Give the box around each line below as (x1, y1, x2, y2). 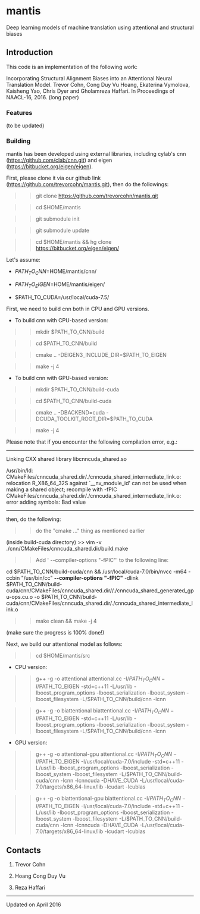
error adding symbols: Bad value (6, 498, 86, 505)
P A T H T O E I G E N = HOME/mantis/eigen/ (14, 281, 105, 289)
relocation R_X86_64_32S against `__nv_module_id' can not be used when (6, 479, 187, 486)
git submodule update (35, 227, 90, 234)
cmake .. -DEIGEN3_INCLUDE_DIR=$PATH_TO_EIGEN (35, 351, 167, 358)
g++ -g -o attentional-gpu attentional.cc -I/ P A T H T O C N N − (35, 750, 177, 759)
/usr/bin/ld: (6, 467, 33, 474)
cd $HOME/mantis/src (35, 652, 90, 659)
